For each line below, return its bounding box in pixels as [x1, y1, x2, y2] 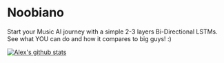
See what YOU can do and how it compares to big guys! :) [7, 34, 172, 42]
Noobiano [7, 5, 64, 21]
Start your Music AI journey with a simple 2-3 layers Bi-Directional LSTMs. [7, 27, 218, 36]
